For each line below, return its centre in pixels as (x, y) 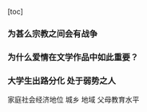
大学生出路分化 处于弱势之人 (62, 81)
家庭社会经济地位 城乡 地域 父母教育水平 (73, 100)
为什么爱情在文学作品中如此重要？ (73, 57)
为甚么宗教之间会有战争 (52, 34)
